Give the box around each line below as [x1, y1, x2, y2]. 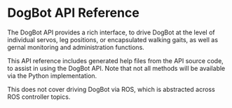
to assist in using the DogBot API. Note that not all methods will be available [7, 64, 226, 72]
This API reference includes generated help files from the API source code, [7, 56, 224, 65]
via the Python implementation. [7, 72, 97, 80]
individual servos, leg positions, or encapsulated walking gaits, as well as [7, 35, 219, 43]
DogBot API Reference [7, 5, 140, 21]
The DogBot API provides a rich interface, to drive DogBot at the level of [7, 28, 215, 36]
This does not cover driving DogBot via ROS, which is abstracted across [7, 85, 215, 93]
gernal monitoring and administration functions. [7, 43, 145, 51]
